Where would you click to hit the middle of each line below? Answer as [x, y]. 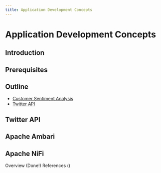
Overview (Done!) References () [38, 166]
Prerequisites [26, 70]
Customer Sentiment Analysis [43, 99]
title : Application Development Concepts [49, 10]
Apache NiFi [24, 153]
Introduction [25, 53]
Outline [17, 86]
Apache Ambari [30, 137]
